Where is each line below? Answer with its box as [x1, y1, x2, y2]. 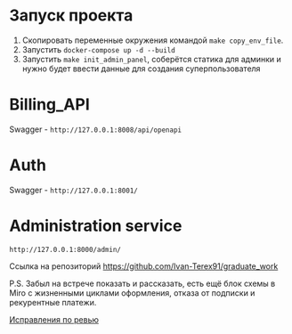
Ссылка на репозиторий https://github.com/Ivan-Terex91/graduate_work [9, 260, 279, 272]
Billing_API [9, 94, 91, 115]
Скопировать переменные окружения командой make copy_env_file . [21, 35, 284, 45]
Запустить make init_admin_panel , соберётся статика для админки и [21, 53, 282, 64]
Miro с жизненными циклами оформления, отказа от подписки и [9, 287, 255, 298]
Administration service [9, 216, 182, 236]
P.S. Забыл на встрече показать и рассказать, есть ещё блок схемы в [9, 278, 276, 289]
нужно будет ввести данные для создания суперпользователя [21, 63, 261, 74]
